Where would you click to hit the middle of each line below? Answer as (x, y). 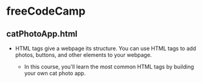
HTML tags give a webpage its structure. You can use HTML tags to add (106, 48)
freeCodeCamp (46, 11)
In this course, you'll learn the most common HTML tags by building (109, 67)
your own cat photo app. (55, 73)
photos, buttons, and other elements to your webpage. (83, 55)
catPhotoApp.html (42, 34)
